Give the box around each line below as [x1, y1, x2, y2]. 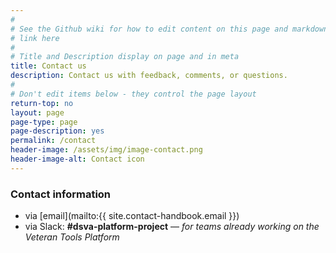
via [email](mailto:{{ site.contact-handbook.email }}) [24, 210, 240, 222]
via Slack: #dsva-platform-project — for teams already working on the [24, 221, 320, 233]
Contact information [10, 187, 112, 201]
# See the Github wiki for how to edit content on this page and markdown [10, 24, 329, 34]
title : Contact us [10, 61, 87, 71]
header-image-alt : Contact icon [10, 154, 145, 164]
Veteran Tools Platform [24, 231, 120, 243]
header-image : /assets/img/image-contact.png [10, 145, 203, 155]
